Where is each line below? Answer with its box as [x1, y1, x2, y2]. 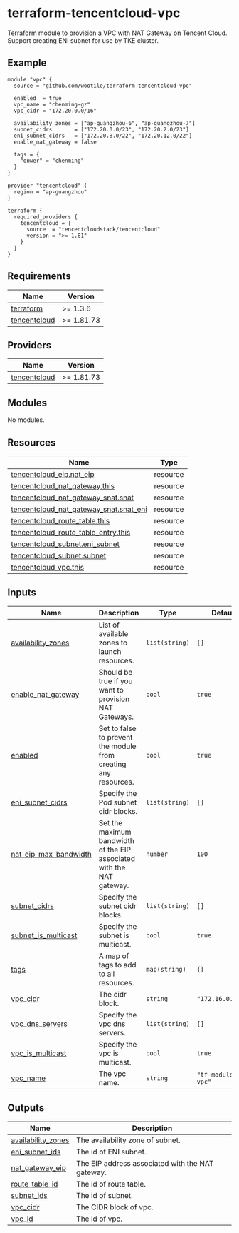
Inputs [7, 587, 37, 599]
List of [98, 620, 119, 630]
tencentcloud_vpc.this [11, 563, 84, 572]
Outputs [7, 1102, 45, 1114]
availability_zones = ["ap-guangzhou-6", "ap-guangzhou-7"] [14, 119, 196, 126]
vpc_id [11, 1214, 33, 1224]
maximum [98, 827, 132, 837]
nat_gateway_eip [11, 1162, 66, 1172]
